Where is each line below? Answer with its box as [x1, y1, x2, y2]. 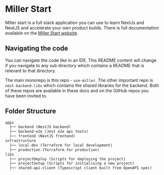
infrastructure [5, 138, 36, 143]
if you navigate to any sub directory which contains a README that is [5, 62, 144, 68]
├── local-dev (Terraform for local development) [9, 143, 113, 148]
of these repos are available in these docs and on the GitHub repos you [5, 87, 149, 94]
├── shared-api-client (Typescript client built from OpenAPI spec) [9, 166, 152, 171]
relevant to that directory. [5, 68, 56, 74]
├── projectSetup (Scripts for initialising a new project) [9, 161, 135, 166]
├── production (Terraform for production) [9, 147, 99, 152]
